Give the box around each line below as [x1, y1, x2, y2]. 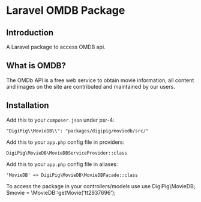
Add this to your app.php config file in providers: [6, 138, 125, 146]
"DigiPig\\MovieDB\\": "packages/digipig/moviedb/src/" [6, 128, 149, 134]
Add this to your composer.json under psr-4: [6, 116, 115, 123]
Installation [6, 100, 49, 111]
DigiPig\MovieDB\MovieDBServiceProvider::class [6, 150, 128, 156]
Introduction [6, 28, 54, 38]
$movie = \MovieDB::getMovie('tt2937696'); [6, 189, 116, 196]
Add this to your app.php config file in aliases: [6, 160, 118, 168]
